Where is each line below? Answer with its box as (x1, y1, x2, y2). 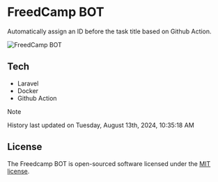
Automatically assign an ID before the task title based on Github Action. (7, 27, 212, 35)
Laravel (17, 79, 39, 88)
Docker (17, 86, 39, 94)
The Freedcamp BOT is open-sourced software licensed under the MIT (7, 159, 211, 167)
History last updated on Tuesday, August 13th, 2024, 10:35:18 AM (7, 121, 195, 129)
